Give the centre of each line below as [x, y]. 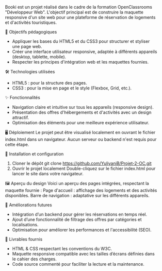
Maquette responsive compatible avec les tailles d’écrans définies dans [83, 254]
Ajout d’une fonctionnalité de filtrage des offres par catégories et [77, 220]
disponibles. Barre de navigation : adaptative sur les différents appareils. [77, 195]
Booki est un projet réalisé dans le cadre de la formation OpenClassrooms [79, 7]
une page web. [27, 46]
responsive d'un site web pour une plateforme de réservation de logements [81, 17]
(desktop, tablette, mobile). [39, 57]
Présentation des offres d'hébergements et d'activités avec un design [82, 112]
